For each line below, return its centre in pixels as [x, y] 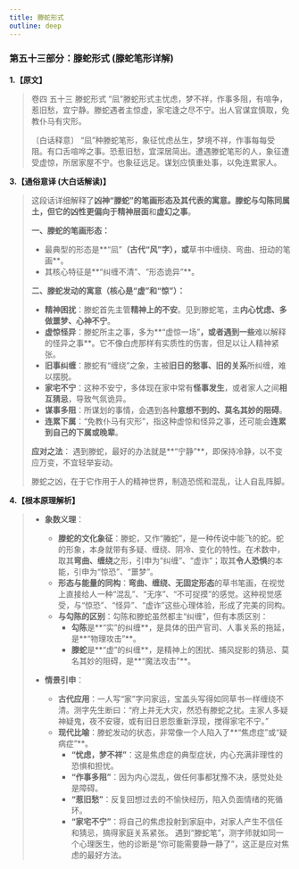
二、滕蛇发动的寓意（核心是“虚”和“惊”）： [108, 290]
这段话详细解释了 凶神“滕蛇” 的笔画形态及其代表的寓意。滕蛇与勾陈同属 [160, 200]
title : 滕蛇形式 [37, 17]
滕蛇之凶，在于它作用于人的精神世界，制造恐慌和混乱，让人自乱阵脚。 [160, 481]
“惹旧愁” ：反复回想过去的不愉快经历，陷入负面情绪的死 [173, 799]
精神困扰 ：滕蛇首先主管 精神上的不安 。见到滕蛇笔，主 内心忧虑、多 [166, 310]
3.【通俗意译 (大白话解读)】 [60, 181]
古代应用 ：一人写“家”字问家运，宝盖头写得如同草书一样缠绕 [167, 699]
